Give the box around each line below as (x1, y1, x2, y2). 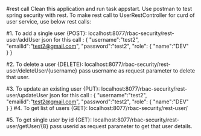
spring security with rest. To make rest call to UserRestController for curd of (6, 11, 195, 19)
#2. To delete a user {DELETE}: (6, 60, 83, 68)
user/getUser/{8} (6, 123, 49, 129)
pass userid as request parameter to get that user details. (49, 123, 193, 129)
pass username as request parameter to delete (78, 67, 195, 74)
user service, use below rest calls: (6, 18, 92, 25)
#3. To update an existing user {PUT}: (6, 85, 100, 92)
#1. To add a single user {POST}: (6, 30, 88, 37)
